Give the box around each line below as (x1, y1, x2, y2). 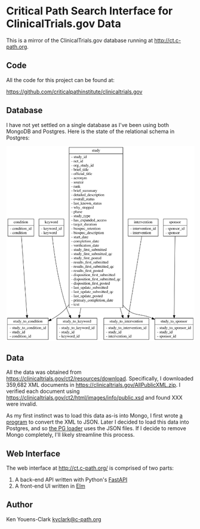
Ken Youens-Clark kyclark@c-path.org (6, 515, 101, 522)
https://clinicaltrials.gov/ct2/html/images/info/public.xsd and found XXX (6, 394, 183, 401)
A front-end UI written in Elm (14, 482, 85, 489)
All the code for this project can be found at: (6, 76, 115, 83)
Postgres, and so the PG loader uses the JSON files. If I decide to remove (6, 425, 186, 432)
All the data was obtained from (6, 368, 82, 376)
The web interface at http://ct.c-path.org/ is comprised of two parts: (6, 464, 174, 471)
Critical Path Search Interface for (6, 4, 173, 18)
